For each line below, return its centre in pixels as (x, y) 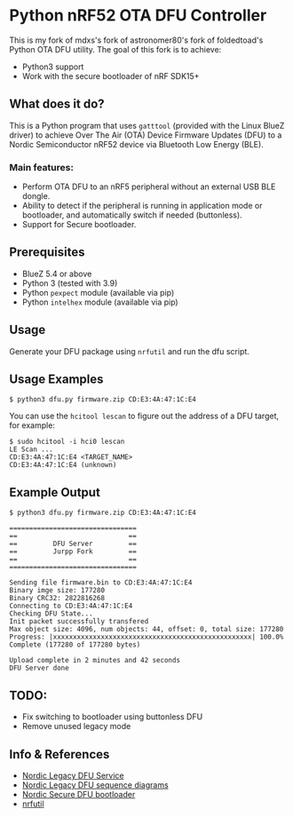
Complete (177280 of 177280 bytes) (75, 645)
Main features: (41, 167)
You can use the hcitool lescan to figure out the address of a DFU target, (144, 416)
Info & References (59, 754)
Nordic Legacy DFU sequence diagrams (95, 785)
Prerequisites (47, 253)
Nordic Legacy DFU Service (73, 775)
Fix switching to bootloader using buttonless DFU (112, 717)
